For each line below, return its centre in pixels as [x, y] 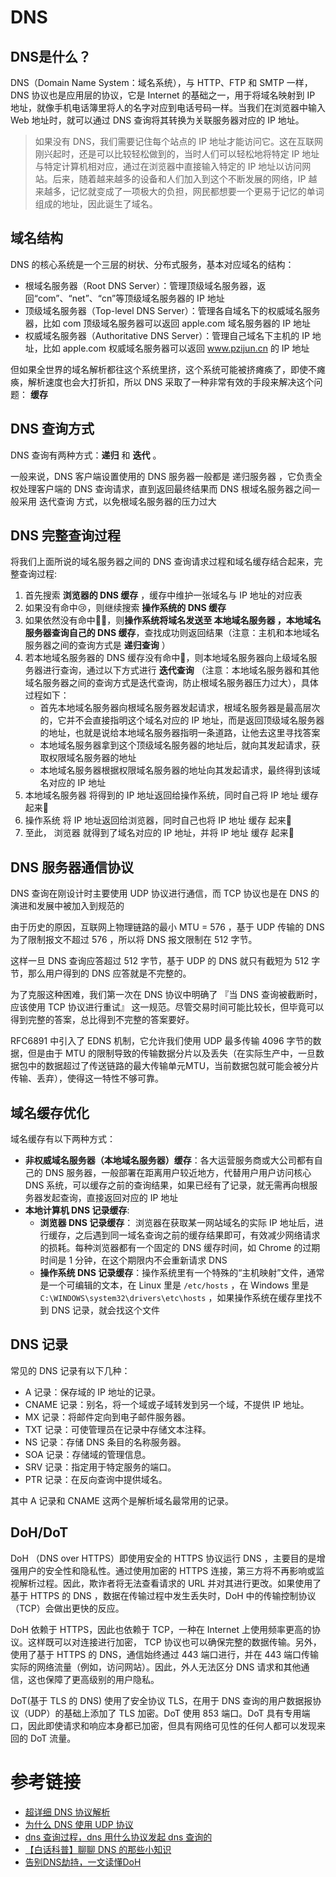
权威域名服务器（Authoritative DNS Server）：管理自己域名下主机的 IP [167, 335]
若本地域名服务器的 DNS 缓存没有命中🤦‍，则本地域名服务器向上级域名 [166, 658]
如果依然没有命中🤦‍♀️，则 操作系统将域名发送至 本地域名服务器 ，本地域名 [173, 620]
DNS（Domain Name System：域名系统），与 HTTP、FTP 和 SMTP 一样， [161, 82]
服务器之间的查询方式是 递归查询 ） [97, 645]
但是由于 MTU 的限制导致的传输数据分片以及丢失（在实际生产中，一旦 [171, 1053]
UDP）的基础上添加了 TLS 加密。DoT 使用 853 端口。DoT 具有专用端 [169, 1713]
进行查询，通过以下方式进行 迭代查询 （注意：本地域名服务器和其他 [181, 670]
